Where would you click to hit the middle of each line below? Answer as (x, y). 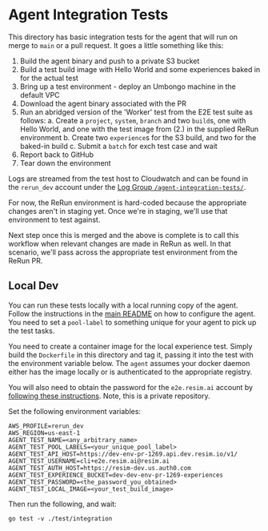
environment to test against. (54, 219)
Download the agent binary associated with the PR (103, 103)
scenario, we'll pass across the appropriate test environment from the (123, 252)
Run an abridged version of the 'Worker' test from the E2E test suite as (136, 112)
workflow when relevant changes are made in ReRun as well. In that (120, 243)
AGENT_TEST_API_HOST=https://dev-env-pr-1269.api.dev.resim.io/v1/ (123, 454)
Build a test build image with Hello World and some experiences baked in (140, 69)
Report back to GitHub (57, 155)
